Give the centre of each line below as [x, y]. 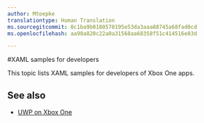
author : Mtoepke [31, 14]
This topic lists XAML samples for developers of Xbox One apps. [101, 73]
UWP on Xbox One [45, 112]
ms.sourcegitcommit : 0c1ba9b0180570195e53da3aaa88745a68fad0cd [102, 27]
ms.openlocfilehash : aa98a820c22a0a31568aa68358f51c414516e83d [102, 33]
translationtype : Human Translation [61, 20]
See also [26, 95]
